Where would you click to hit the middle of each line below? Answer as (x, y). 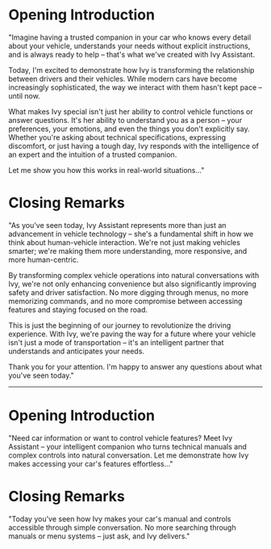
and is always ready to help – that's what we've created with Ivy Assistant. (132, 54)
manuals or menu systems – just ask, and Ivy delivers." (99, 536)
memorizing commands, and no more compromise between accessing (125, 301)
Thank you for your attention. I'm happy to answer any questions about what (135, 366)
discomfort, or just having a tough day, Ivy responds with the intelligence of (134, 146)
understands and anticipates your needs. (77, 351)
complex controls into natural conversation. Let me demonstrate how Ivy (129, 455)
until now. (24, 95)
